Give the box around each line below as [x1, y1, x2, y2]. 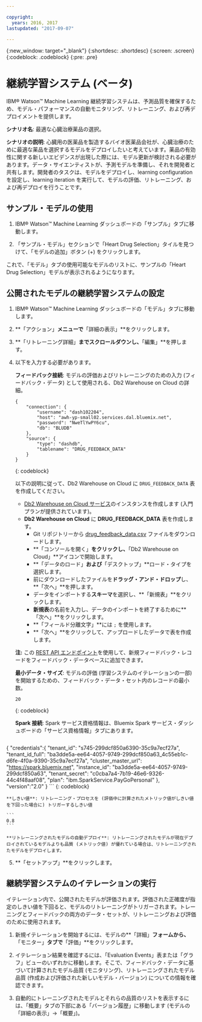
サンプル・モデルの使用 [6, 203, 93, 213]
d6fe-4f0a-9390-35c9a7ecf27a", [6, 757, 89, 764]
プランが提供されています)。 [24, 508, 95, 515]
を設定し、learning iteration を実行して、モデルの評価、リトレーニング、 [6, 176, 187, 184]
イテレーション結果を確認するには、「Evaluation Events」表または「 [14, 951, 183, 959]
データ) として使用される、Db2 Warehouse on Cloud [46, 378, 178, 386]
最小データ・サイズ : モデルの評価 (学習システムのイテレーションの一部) [14, 669, 192, 676]
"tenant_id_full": [6, 750, 46, 758]
